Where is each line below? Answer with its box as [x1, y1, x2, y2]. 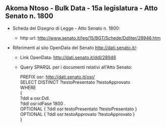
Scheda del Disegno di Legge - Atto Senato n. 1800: [12, 25, 120, 31]
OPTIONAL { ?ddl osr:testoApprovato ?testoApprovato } [20, 111, 135, 117]
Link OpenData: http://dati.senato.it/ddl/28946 [20, 54, 117, 60]
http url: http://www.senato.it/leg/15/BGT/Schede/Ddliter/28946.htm [20, 35, 161, 41]
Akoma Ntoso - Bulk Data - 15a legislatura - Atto [5, 4, 158, 13]
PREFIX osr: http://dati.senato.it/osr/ [20, 74, 95, 80]
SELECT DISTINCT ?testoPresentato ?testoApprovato [20, 79, 131, 85]
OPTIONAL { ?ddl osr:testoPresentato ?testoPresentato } [20, 105, 137, 112]
